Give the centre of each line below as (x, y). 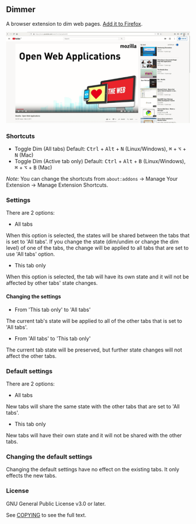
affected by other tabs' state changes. (52, 283)
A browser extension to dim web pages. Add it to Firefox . (74, 23)
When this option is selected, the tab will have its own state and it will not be (98, 277)
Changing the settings (34, 297)
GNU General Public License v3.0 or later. (56, 504)
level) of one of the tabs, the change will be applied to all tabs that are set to (97, 248)
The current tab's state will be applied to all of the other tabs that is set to (94, 320)
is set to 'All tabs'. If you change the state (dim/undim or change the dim (92, 242)
